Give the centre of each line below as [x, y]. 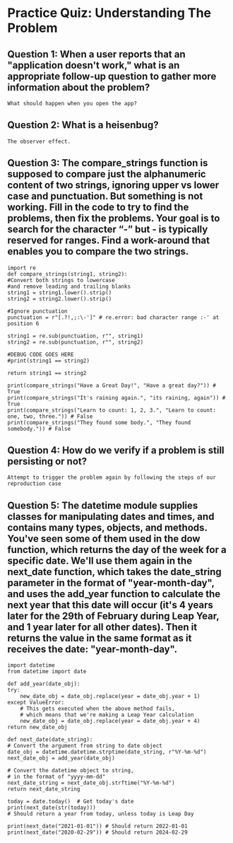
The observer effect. [39, 141]
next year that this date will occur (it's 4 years [110, 605]
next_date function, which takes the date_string [115, 572]
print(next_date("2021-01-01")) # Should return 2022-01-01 [98, 826]
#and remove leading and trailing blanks [69, 286]
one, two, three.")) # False [50, 416]
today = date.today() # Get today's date [71, 802]
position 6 [23, 323]
